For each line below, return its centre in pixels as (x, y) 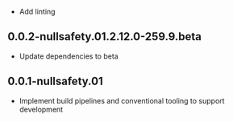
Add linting (37, 12)
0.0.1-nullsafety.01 (55, 81)
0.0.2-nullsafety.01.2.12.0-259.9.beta (105, 37)
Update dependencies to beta (69, 56)
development (41, 109)
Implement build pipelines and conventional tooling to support (122, 100)
